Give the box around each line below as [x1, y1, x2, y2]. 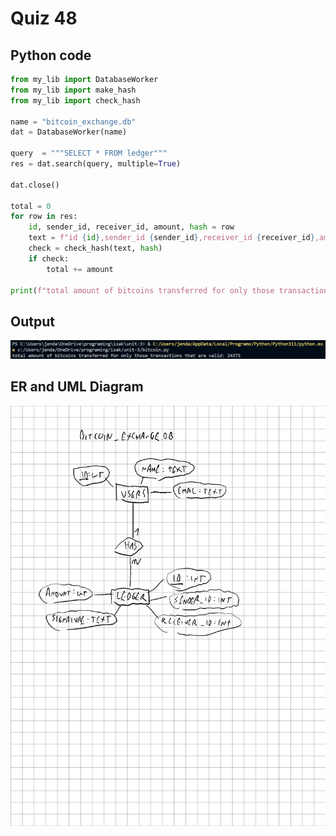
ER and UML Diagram [10, 378, 144, 396]
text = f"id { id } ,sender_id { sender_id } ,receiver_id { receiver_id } [28, 233, 315, 243]
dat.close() [10, 180, 60, 190]
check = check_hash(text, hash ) [28, 243, 163, 253]
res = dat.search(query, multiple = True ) [10, 159, 182, 169]
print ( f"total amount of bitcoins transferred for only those [10, 285, 275, 296]
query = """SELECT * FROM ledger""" [10, 148, 168, 159]
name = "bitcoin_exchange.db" [10, 117, 137, 127]
